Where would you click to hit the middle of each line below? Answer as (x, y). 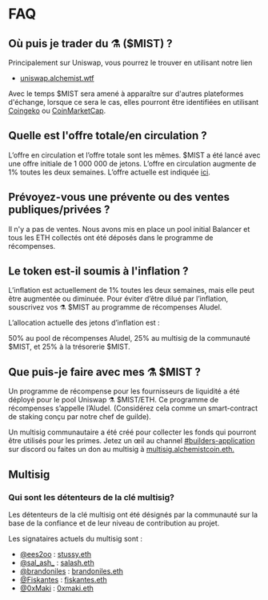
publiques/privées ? (59, 210)
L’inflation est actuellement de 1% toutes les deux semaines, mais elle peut (131, 290)
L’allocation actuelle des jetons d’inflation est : (84, 323)
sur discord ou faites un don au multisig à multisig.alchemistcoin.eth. (121, 450)
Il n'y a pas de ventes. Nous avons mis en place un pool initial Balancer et (129, 229)
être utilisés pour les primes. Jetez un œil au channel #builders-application (132, 441)
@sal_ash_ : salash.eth (57, 562)
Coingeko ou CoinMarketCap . (57, 110)
